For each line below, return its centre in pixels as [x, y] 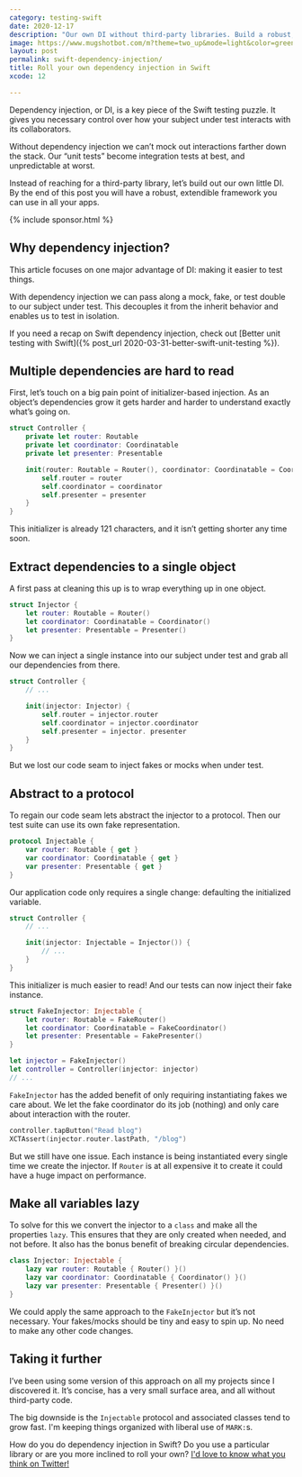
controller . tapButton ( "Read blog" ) [76, 1130]
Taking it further [56, 1359]
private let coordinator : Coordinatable [102, 445]
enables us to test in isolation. [64, 315]
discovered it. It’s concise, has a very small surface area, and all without [142, 1390]
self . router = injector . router [100, 714]
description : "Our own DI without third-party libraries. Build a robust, [152, 34]
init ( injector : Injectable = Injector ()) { [108, 943]
